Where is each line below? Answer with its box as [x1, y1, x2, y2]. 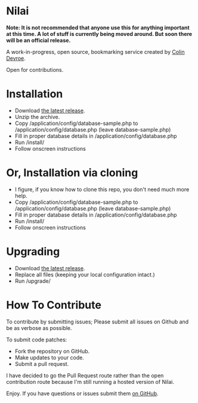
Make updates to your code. [14, 354, 85, 361]
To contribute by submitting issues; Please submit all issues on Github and [6, 318, 189, 325]
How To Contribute [6, 298, 101, 312]
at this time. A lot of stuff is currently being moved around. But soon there [6, 30, 193, 37]
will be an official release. [6, 36, 71, 44]
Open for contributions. [6, 66, 64, 73]
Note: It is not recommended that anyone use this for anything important [6, 24, 190, 31]
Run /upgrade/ [14, 277, 51, 285]
